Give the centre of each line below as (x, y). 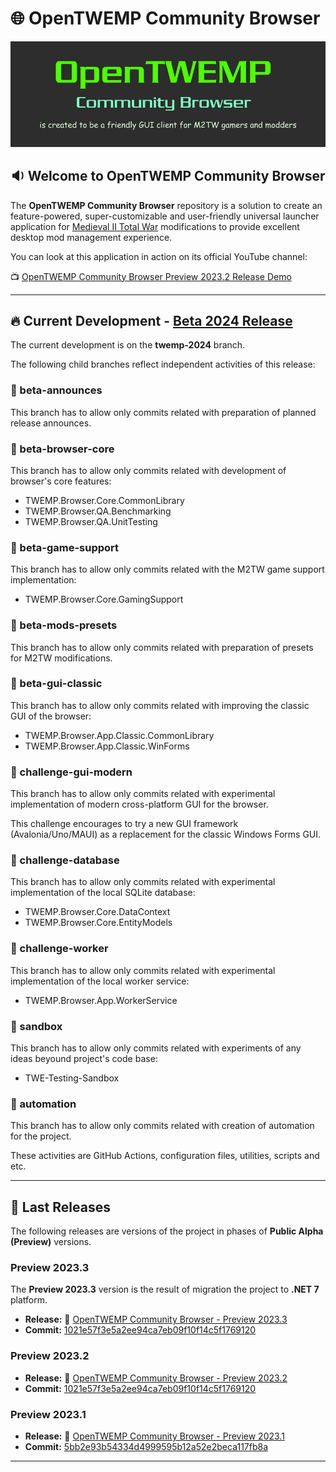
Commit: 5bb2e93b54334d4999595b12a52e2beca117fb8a (146, 1447)
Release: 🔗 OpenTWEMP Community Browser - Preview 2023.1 (154, 1436)
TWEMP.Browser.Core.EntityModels (98, 923)
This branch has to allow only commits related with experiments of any (156, 1048)
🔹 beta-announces (56, 390)
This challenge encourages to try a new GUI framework (124, 824)
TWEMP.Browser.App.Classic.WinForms (107, 746)
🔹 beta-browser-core (62, 449)
